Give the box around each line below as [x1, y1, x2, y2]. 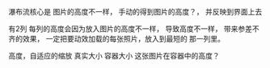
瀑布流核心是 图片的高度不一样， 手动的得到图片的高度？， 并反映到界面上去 [8, 7, 263, 16]
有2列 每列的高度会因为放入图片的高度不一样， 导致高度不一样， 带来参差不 [8, 24, 260, 34]
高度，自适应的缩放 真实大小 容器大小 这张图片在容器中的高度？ [8, 51, 220, 60]
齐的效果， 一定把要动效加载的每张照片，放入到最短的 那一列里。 [8, 34, 225, 43]
